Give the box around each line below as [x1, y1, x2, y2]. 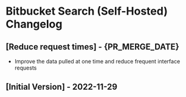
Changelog [5, 17, 63, 31]
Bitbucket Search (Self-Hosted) [5, 4, 168, 18]
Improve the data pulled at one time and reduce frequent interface [14, 58, 181, 65]
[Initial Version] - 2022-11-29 [5, 82, 118, 92]
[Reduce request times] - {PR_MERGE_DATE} [5, 41, 180, 52]
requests [14, 64, 37, 71]
